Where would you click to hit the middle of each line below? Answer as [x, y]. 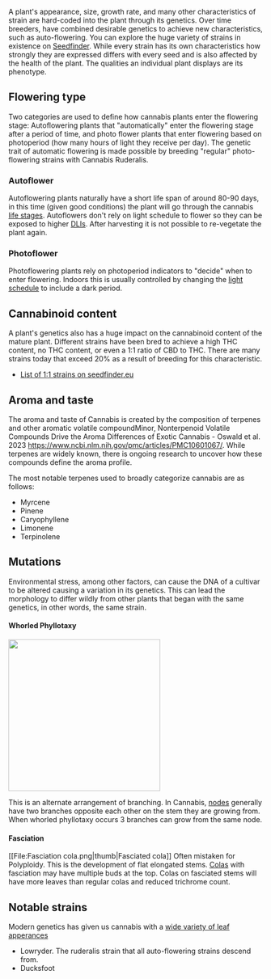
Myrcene [35, 502]
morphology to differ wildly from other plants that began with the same [126, 598]
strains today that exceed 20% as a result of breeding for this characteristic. [135, 359]
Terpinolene [40, 537]
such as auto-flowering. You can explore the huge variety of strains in [125, 37]
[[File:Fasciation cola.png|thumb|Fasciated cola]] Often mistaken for [122, 856]
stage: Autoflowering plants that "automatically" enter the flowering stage [131, 125]
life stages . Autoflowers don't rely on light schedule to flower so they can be [135, 215]
